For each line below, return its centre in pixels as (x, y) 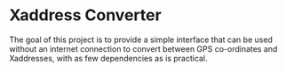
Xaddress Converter (85, 15)
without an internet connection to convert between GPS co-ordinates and (143, 48)
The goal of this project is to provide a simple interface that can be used (141, 40)
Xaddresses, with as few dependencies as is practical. (108, 58)
